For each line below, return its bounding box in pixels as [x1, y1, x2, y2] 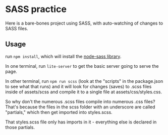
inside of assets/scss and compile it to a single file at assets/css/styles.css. [5, 89, 162, 95]
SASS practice [5, 4, 67, 15]
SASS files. [5, 25, 29, 31]
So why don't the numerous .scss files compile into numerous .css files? [5, 98, 155, 104]
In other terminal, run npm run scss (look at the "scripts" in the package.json [5, 78, 163, 84]
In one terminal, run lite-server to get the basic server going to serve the [5, 63, 159, 69]
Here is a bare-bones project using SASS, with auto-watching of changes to [5, 20, 163, 26]
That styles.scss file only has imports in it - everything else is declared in [5, 119, 157, 125]
